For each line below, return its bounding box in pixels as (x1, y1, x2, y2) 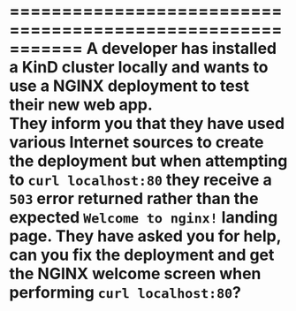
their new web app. (9, 95, 153, 115)
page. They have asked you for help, (9, 226, 281, 247)
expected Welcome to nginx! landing (9, 208, 278, 228)
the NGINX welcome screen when (9, 264, 262, 284)
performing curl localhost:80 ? (9, 283, 241, 303)
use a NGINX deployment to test (9, 76, 250, 96)
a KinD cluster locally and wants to (9, 57, 269, 78)
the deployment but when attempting (9, 151, 288, 171)
